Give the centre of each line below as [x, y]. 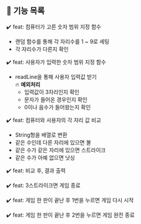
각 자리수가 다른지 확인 [42, 49]
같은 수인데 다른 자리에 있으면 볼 [53, 142]
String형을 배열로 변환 [41, 135]
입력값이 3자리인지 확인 [52, 92]
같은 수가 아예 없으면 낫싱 [45, 157]
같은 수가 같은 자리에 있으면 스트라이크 [60, 150]
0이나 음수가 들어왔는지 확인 [57, 107]
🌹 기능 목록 [26, 11]
